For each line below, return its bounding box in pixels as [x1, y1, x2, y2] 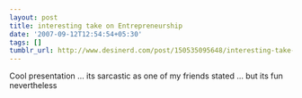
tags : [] [9, 37, 42, 47]
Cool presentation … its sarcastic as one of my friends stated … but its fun [9, 70, 283, 81]
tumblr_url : [9, 46, 54, 55]
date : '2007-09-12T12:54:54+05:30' [9, 29, 143, 38]
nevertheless [9, 80, 58, 91]
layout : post [9, 12, 58, 22]
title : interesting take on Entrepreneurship [9, 21, 182, 30]
